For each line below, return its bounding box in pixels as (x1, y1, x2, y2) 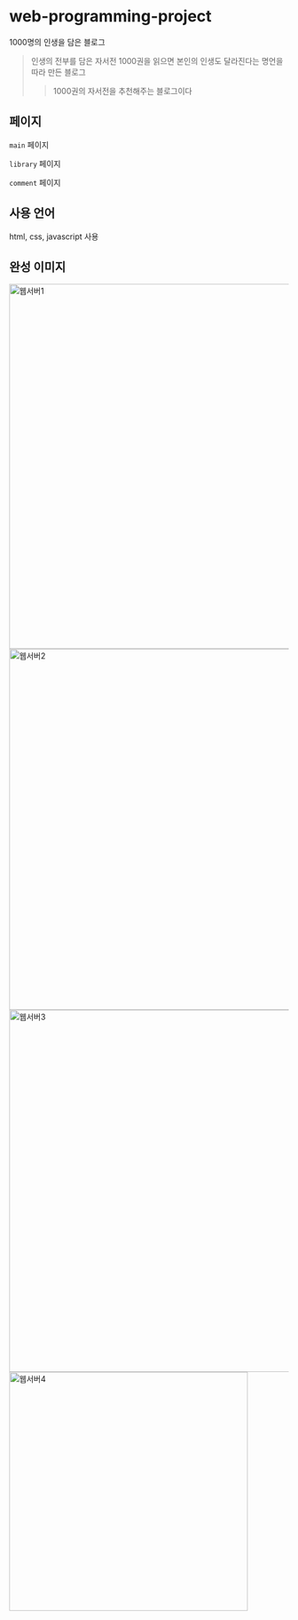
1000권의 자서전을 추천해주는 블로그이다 (52, 85, 192, 96)
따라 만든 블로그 (30, 67, 86, 77)
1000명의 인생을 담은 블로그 (9, 36, 106, 47)
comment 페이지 (9, 177, 61, 188)
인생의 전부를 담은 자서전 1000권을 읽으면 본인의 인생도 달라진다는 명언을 (30, 55, 284, 66)
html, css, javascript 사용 (9, 231, 99, 242)
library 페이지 (9, 158, 61, 169)
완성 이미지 (9, 259, 67, 275)
